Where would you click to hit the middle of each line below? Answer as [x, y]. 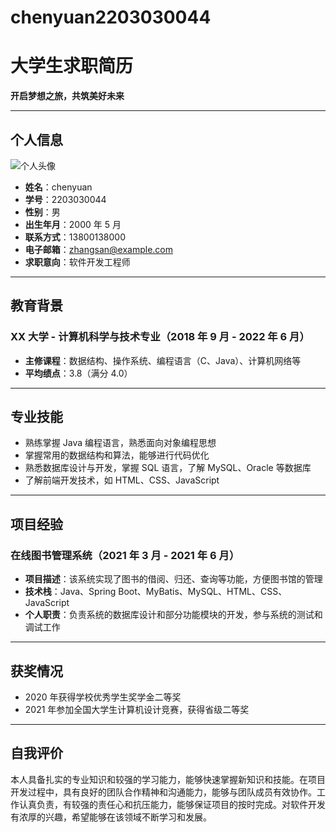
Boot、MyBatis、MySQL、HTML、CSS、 [203, 592]
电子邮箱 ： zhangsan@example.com [98, 249]
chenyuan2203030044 [111, 17]
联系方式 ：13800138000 [75, 237]
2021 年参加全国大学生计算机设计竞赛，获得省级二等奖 [137, 709]
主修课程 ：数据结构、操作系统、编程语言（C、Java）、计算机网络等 [163, 360]
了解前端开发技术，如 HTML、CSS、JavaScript [122, 480]
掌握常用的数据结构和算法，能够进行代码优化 [117, 455]
